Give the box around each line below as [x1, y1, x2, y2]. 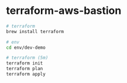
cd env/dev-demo [6, 45, 46, 50]
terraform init [6, 60, 43, 66]
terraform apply [6, 71, 46, 77]
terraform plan [6, 66, 43, 72]
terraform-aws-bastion [6, 4, 122, 17]
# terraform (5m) [6, 55, 49, 61]
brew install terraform [6, 28, 64, 34]
